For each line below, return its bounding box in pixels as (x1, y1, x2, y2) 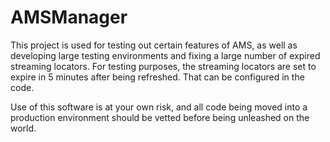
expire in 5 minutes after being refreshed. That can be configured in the (10, 71, 305, 83)
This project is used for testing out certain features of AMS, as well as (10, 39, 298, 51)
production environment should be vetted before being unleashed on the (10, 111, 310, 123)
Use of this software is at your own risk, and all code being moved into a (10, 101, 308, 113)
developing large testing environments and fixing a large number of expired (10, 49, 321, 61)
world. (10, 122, 37, 134)
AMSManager (10, 6, 128, 29)
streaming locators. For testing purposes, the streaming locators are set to (10, 60, 317, 72)
